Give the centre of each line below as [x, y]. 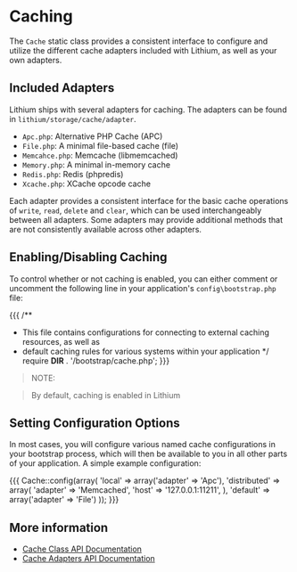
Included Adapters [62, 88]
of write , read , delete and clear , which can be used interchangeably [136, 210]
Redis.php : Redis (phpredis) [73, 174]
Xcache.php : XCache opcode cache [87, 184]
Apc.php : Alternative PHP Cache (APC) [92, 136]
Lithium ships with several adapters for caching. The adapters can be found [148, 110]
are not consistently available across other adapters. [106, 229]
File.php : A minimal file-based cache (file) [100, 145]
